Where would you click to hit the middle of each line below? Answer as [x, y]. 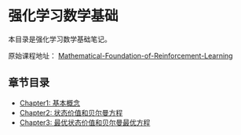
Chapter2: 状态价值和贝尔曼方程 [71, 112]
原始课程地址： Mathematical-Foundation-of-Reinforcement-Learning [120, 55]
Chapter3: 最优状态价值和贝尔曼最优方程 [85, 123]
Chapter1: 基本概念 [50, 103]
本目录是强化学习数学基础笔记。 [60, 39]
